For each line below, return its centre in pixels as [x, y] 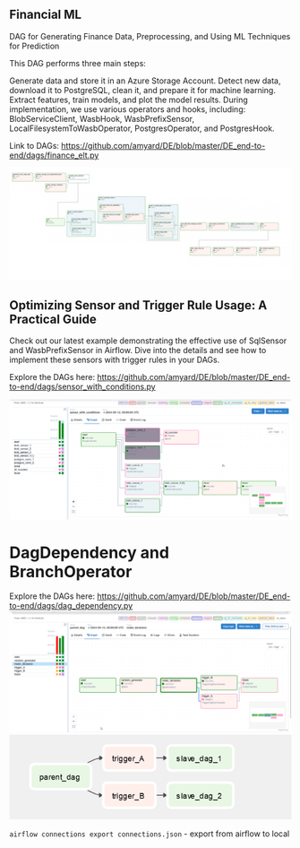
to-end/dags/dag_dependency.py [71, 606]
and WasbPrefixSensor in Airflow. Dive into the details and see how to [138, 350]
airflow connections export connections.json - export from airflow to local [150, 834]
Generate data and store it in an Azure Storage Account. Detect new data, [145, 81]
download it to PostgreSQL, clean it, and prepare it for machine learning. [142, 90]
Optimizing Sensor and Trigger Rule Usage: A [138, 305]
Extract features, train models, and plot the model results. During [129, 100]
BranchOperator [71, 571]
